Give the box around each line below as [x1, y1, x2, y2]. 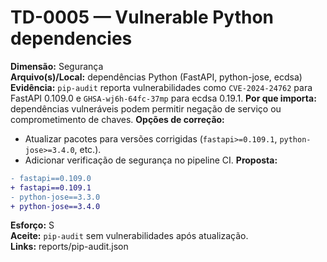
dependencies [10, 27, 133, 50]
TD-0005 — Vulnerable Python [10, 6, 275, 29]
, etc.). [74, 143, 102, 155]
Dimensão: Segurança [10, 60, 104, 72]
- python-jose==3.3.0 [10, 192, 101, 202]
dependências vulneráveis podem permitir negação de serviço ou [10, 102, 282, 115]
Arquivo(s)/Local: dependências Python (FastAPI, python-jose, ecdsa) [10, 71, 303, 83]
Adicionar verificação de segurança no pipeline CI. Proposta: [24, 154, 278, 166]
